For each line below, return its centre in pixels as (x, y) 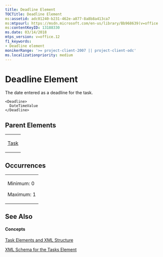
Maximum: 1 (22, 194)
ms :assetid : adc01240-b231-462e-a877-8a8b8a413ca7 (58, 19)
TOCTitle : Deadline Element (34, 14)
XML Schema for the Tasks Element (41, 249)
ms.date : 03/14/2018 (26, 32)
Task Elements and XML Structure (39, 240)
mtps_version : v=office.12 (32, 37)
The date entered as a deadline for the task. (49, 93)
